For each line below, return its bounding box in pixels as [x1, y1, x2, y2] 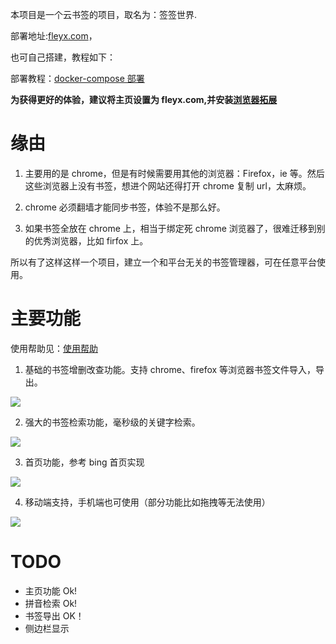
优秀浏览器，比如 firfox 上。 [33, 234, 149, 247]
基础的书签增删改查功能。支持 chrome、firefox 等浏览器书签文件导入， [24, 363, 317, 375]
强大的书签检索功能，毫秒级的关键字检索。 [24, 416, 201, 428]
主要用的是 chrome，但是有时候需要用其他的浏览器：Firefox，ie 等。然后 [24, 167, 325, 179]
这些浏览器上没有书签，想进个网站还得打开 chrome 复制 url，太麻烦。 [24, 179, 312, 192]
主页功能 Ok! [24, 584, 78, 597]
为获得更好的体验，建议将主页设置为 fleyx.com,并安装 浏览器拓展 [10, 94, 278, 105]
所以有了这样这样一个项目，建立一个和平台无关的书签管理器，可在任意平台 [10, 256, 317, 268]
